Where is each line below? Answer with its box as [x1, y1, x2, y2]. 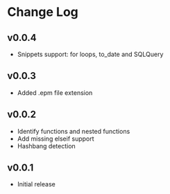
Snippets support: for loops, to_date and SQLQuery [17, 50, 164, 58]
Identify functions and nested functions [17, 127, 130, 135]
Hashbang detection [17, 141, 76, 150]
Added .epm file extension [17, 88, 93, 97]
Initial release [17, 180, 56, 188]
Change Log [7, 4, 78, 20]
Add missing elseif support [17, 134, 95, 143]
